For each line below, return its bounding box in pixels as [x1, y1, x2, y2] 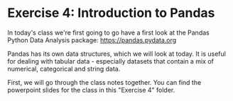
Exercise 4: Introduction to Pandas [7, 5, 215, 21]
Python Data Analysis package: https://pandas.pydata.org [7, 35, 177, 44]
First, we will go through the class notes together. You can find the [7, 78, 202, 86]
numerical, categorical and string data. [7, 64, 121, 73]
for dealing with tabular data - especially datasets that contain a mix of [7, 57, 215, 65]
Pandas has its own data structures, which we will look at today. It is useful [7, 49, 226, 58]
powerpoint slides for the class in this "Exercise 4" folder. [7, 85, 175, 94]
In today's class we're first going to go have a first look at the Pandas [7, 28, 210, 37]
